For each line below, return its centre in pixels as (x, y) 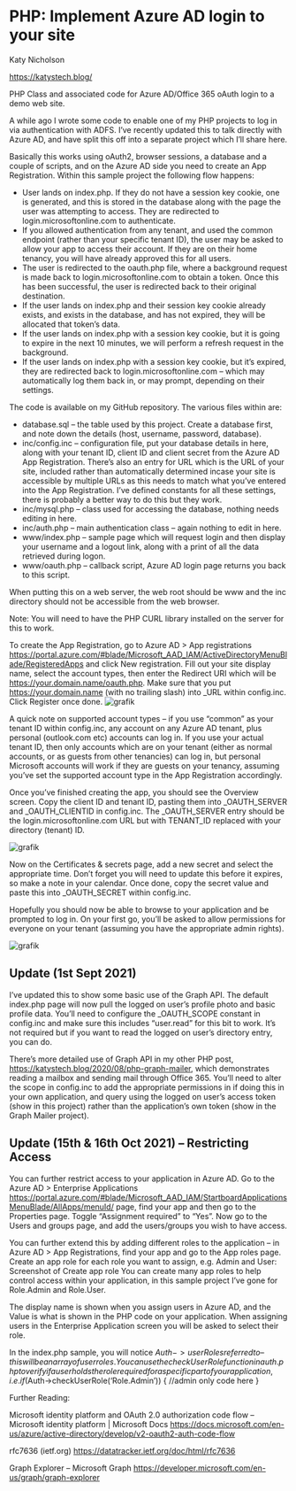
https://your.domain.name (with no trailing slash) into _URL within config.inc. (148, 691)
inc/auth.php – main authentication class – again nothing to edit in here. (152, 528)
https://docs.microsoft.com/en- (227, 1424)
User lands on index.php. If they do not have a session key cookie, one (151, 192)
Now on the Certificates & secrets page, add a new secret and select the (141, 864)
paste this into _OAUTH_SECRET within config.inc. (100, 892)
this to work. (32, 628)
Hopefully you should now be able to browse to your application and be (139, 909)
